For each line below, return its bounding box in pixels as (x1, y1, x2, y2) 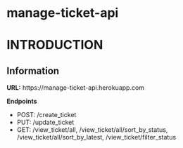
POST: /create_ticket (16, 111, 77, 119)
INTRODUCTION (6, 37, 103, 53)
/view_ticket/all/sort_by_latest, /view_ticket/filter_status (16, 133, 177, 142)
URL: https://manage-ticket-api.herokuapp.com (6, 83, 145, 92)
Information (6, 65, 60, 76)
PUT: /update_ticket (16, 118, 75, 127)
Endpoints (6, 97, 37, 106)
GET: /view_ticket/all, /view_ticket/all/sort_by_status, (16, 126, 168, 134)
